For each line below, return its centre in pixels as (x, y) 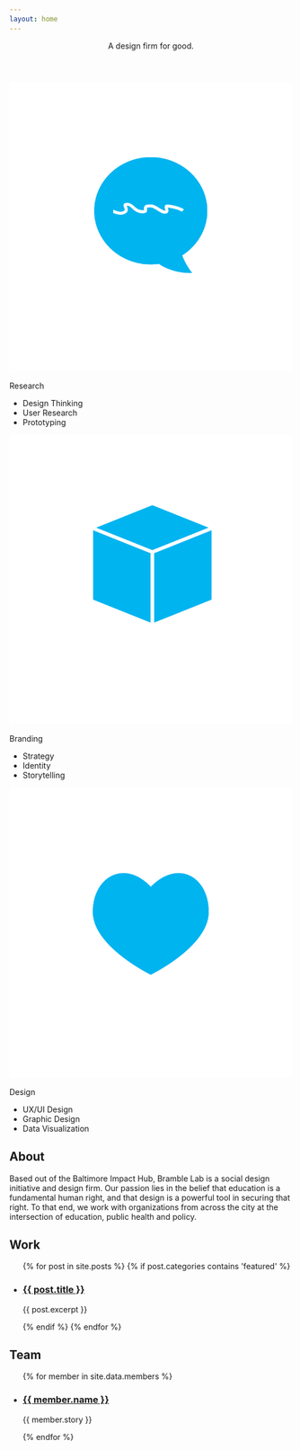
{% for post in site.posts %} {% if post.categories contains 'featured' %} (156, 1267)
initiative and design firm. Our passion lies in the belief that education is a (145, 1188)
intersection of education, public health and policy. (103, 1216)
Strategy (38, 756)
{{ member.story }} (57, 1419)
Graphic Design (51, 1118)
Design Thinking (53, 403)
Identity (36, 766)
